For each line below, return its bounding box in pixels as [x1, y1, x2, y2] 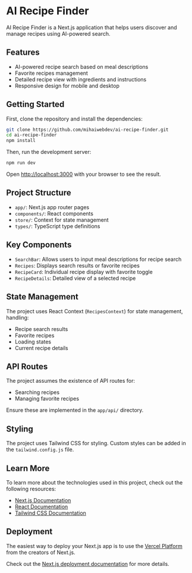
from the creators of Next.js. [6, 549, 75, 556]
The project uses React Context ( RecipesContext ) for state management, [6, 307, 183, 314]
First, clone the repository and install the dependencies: [6, 115, 143, 122]
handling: [6, 314, 29, 321]
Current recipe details [14, 344, 68, 351]
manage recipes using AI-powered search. [6, 30, 111, 37]
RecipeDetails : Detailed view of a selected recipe [14, 275, 136, 282]
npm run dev [6, 160, 36, 166]
